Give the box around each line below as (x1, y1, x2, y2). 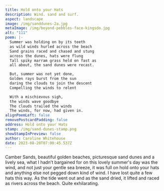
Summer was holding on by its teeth (9, 40, 85, 45)
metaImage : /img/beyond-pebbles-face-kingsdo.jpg (5, 26, 110, 31)
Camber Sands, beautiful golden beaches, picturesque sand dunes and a (5, 154, 155, 160)
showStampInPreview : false (5, 131, 61, 136)
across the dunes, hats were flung (9, 53, 83, 59)
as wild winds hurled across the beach (9, 44, 92, 49)
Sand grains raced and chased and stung (9, 49, 94, 54)
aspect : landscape (5, 16, 43, 21)
